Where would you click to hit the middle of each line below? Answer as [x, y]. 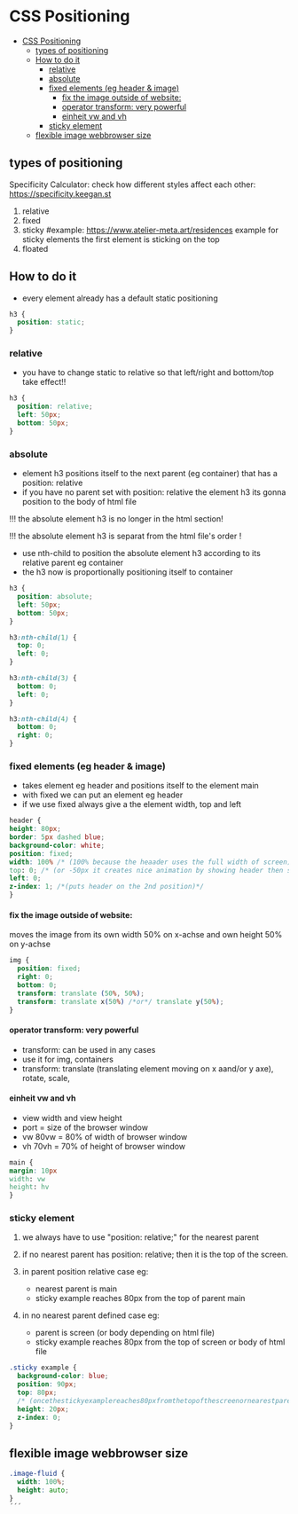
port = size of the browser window [85, 1127]
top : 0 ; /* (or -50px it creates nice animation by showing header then [146, 870]
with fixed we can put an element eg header [102, 795]
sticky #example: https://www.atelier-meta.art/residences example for [150, 230]
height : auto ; [43, 1490]
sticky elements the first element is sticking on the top [121, 239]
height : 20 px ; [43, 1409]
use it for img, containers [67, 1059]
